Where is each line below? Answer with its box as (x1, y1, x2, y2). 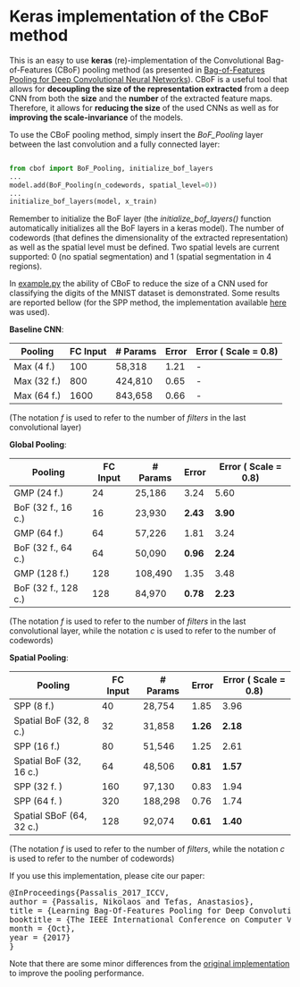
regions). (9, 261, 43, 272)
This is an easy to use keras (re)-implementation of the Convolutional (9, 55, 265, 65)
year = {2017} (9, 932, 71, 943)
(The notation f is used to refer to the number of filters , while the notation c (9, 844, 286, 855)
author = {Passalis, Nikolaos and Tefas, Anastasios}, (9, 897, 254, 907)
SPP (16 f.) (13, 740, 61, 753)
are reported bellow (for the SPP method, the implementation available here (9, 297, 287, 308)
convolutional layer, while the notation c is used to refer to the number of (9, 625, 277, 636)
